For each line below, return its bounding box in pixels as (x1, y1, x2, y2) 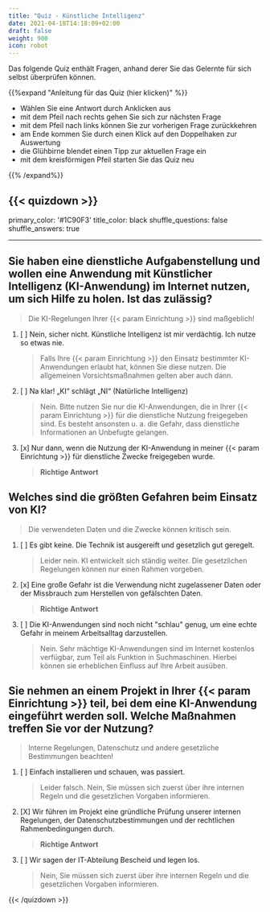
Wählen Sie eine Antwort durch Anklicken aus (19, 104, 171, 113)
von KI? (8, 503, 47, 517)
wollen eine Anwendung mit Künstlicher (8, 267, 213, 281)
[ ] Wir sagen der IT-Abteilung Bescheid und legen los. (19, 855, 200, 865)
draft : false (8, 27, 52, 35)
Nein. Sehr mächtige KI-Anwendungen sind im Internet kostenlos (39, 643, 255, 653)
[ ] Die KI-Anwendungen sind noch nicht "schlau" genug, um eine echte (19, 619, 257, 629)
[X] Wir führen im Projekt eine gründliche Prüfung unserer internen (19, 807, 241, 817)
